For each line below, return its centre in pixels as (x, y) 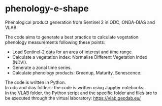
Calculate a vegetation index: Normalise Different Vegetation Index (80, 57)
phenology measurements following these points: (55, 42)
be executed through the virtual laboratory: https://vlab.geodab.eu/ (73, 98)
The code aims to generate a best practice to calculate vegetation (72, 37)
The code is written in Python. (36, 82)
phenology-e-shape (47, 9)
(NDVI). (20, 62)
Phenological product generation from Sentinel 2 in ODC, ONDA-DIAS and (80, 22)
